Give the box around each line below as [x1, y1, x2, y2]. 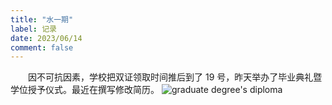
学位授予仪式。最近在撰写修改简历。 [10, 84, 160, 96]
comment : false [10, 42, 74, 53]
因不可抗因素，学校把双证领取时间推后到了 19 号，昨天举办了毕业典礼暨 [28, 71, 323, 83]
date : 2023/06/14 [10, 33, 83, 43]
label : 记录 [10, 24, 57, 34]
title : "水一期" [10, 14, 74, 25]
